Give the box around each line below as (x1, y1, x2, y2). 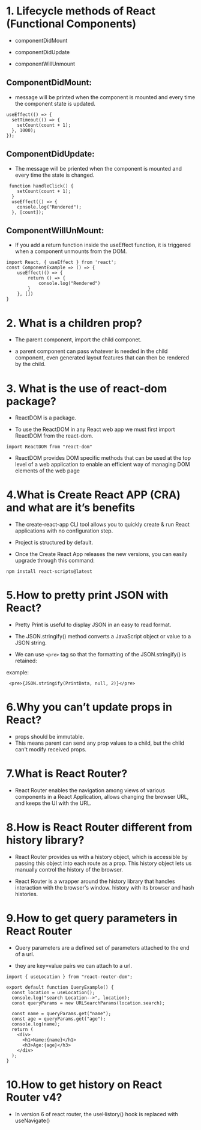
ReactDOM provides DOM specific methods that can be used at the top (14, 454, 191, 462)
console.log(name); (11, 1021, 61, 1027)
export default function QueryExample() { (6, 984, 114, 990)
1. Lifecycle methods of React (6, 4, 156, 18)
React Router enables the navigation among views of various (14, 787, 165, 794)
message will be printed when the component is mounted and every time (14, 93, 196, 100)
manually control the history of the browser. (14, 866, 123, 873)
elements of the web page (14, 467, 80, 474)
